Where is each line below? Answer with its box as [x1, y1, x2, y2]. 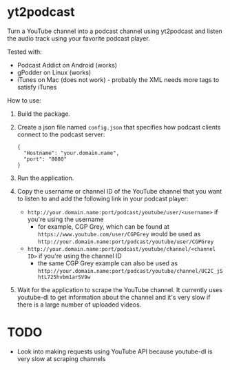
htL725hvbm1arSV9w [37, 274, 91, 280]
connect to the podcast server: [17, 130, 105, 138]
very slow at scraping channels [17, 354, 106, 362]
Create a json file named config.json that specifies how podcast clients [17, 123, 221, 131]
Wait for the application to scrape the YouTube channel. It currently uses [17, 285, 222, 294]
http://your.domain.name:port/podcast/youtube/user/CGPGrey [37, 238, 214, 245]
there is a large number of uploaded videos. [17, 300, 142, 309]
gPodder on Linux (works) [17, 68, 92, 76]
